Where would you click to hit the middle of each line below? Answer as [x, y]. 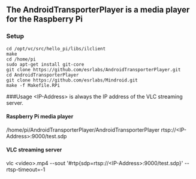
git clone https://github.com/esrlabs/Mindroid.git [72, 80]
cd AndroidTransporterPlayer [43, 75]
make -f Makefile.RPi [33, 85]
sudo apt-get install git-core [45, 64]
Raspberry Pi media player [40, 117]
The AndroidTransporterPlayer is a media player [98, 10]
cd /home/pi [21, 59]
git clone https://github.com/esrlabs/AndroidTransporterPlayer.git [94, 69]
